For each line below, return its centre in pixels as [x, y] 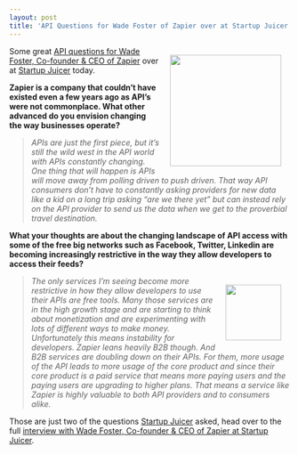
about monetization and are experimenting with [118, 319]
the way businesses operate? [64, 125]
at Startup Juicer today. [52, 70]
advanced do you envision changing [78, 116]
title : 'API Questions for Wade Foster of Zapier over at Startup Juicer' [151, 26]
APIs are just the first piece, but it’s [95, 142]
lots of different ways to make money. [101, 328]
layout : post [33, 17]
